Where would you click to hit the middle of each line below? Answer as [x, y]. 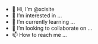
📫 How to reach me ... [39, 35]
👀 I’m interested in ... [37, 15]
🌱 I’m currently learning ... [43, 22]
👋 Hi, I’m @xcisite [33, 9]
